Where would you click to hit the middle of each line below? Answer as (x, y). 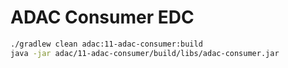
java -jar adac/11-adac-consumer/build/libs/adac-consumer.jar (145, 53)
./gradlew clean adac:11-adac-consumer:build (106, 44)
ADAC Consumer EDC (102, 17)
